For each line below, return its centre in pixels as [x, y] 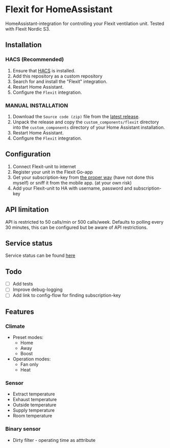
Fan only [29, 364]
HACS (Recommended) [35, 60]
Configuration [28, 154]
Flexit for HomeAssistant [59, 9]
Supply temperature [34, 410]
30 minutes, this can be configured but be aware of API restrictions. [77, 227]
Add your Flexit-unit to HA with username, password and [72, 188]
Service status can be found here [40, 255]
